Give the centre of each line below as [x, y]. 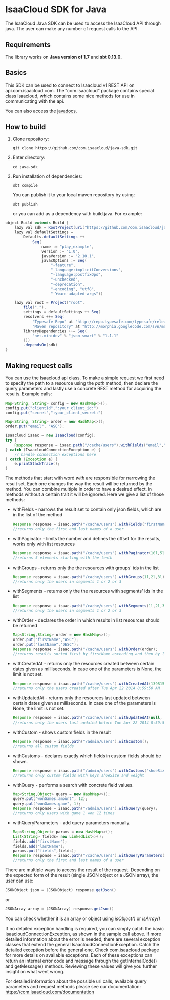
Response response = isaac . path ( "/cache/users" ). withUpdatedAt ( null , [88, 718]
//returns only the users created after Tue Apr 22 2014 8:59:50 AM [86, 688]
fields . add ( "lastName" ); [39, 846]
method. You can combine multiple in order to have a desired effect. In [79, 489]
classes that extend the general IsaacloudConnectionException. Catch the [82, 944]
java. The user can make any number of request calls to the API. [72, 28]
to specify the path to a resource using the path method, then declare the [82, 383]
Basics [16, 73]
